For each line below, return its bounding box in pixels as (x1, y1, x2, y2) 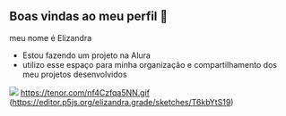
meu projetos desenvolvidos (22, 69, 127, 79)
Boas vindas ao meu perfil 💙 (9, 9, 169, 24)
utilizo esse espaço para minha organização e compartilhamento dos (22, 59, 278, 70)
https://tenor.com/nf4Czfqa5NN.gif (20, 87, 151, 98)
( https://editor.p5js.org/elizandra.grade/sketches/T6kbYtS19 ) (9, 96, 234, 107)
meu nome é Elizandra (9, 32, 92, 43)
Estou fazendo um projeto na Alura (22, 50, 151, 61)
